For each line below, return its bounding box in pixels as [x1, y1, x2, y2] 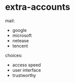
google [12, 27, 27, 33]
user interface [12, 67, 41, 73]
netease [12, 37, 29, 43]
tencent [12, 43, 28, 49]
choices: [5, 52, 23, 58]
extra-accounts [5, 1, 71, 13]
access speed [12, 62, 41, 68]
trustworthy [12, 72, 36, 78]
